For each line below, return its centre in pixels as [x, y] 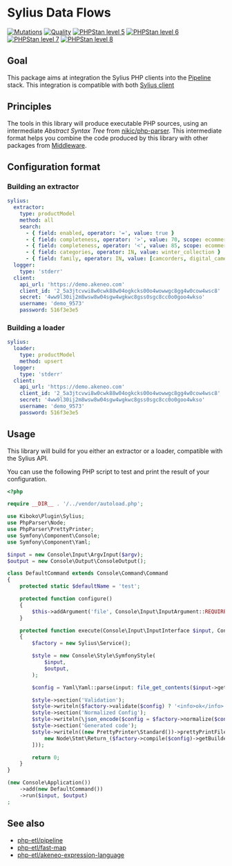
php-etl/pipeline [40, 840]
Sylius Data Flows [59, 13]
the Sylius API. [28, 458]
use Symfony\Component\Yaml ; [49, 542]
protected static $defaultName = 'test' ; [80, 586]
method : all [37, 220]
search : [30, 227]
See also [26, 824]
